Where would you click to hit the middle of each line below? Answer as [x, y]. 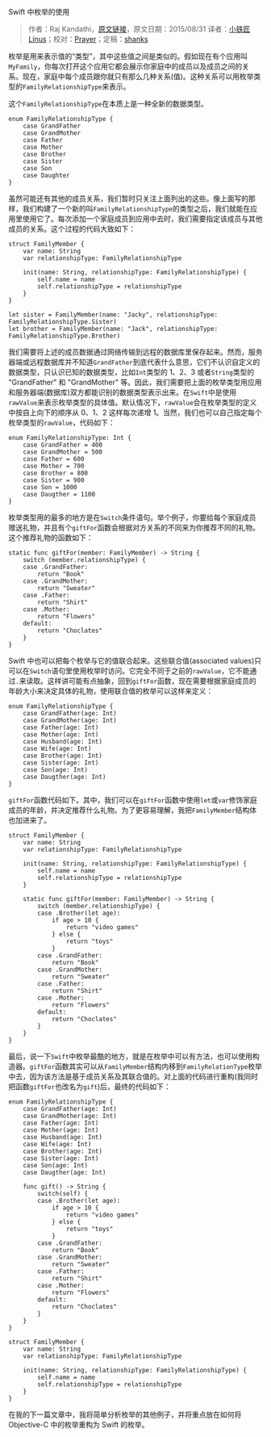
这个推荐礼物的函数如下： [51, 538]
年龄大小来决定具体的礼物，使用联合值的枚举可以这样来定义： [111, 691]
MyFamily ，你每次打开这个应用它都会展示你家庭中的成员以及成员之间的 [125, 66]
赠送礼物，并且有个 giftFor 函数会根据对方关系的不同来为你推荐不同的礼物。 [134, 528]
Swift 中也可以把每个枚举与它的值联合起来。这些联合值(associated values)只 [135, 661]
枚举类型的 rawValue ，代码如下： [62, 423]
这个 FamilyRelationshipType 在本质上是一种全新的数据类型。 [108, 104]
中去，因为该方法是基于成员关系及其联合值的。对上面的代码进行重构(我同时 [133, 1077]
